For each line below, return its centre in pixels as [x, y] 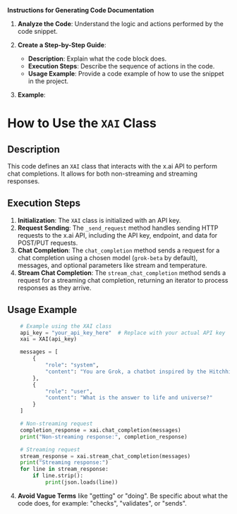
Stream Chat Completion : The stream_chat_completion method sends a [122, 273]
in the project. [48, 81]
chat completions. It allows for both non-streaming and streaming [102, 173]
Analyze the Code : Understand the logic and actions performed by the [120, 24]
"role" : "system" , [72, 365]
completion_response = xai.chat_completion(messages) [101, 430]
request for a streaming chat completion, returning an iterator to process [123, 280]
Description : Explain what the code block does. [97, 59]
